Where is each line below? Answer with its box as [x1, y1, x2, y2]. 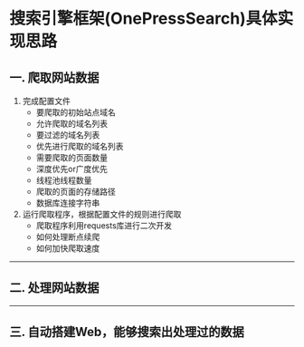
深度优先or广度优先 [35, 164, 109, 174]
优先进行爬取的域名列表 [35, 141, 124, 151]
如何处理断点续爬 [35, 232, 100, 242]
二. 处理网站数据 [9, 280, 100, 295]
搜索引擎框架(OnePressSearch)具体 [9, 8, 278, 29]
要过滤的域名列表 [35, 130, 100, 140]
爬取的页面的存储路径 [35, 187, 116, 197]
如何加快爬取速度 [35, 243, 100, 254]
